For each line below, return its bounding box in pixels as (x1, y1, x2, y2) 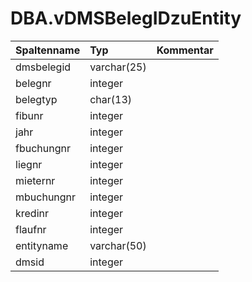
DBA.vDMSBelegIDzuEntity (10, 7, 242, 30)
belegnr (15, 76, 52, 90)
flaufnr (15, 222, 47, 236)
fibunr (15, 108, 44, 122)
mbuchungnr (15, 190, 77, 204)
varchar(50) (89, 238, 147, 252)
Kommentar (156, 43, 214, 57)
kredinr (15, 206, 50, 220)
